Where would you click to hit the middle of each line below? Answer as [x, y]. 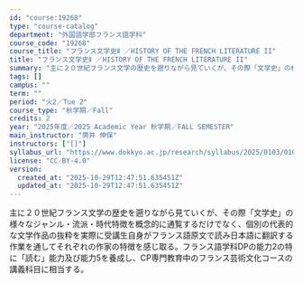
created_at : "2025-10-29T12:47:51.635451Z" [100, 177]
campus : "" [30, 85]
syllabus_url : [36, 152]
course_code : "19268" [50, 43]
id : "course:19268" [46, 18]
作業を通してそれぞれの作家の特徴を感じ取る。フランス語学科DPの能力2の [147, 247]
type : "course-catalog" [54, 26]
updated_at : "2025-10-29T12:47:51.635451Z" [100, 186]
